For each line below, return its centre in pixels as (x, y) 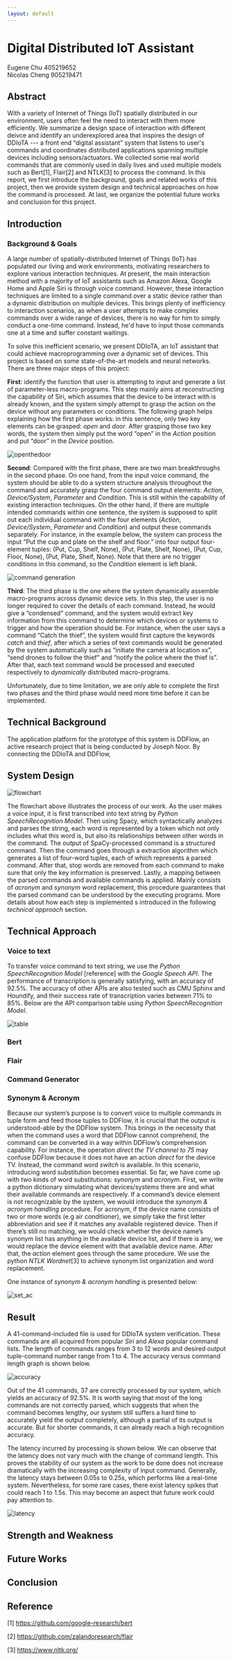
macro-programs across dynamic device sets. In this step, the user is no (111, 598)
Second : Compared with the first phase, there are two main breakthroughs (114, 468)
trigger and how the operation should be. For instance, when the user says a (116, 628)
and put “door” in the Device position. (61, 441)
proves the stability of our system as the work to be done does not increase (115, 1463)
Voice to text (29, 951)
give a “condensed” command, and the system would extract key (100, 613)
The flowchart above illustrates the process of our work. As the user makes (115, 806)
